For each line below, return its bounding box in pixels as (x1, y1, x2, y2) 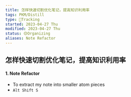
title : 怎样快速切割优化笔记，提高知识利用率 (5, 7, 90, 13)
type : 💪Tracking (5, 17, 40, 22)
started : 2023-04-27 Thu (5, 21, 58, 27)
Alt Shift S (12, 88, 38, 93)
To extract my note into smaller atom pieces (12, 82, 105, 88)
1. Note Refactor (5, 70, 40, 76)
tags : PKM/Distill (5, 12, 44, 17)
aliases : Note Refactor (5, 36, 56, 41)
